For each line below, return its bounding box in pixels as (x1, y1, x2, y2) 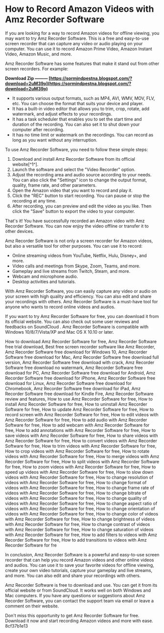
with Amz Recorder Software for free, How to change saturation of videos (5, 526, 154, 532)
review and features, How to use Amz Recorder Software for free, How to (5, 396, 153, 402)
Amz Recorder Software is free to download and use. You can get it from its (5, 582, 158, 588)
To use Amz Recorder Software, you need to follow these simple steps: (5, 146, 148, 152)
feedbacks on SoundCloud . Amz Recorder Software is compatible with (5, 323, 149, 330)
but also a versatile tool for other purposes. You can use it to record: (5, 243, 143, 249)
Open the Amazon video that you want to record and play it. (12, 187, 133, 193)
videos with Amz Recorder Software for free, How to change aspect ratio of (5, 500, 158, 506)
